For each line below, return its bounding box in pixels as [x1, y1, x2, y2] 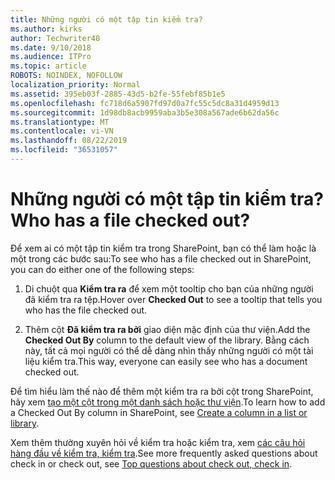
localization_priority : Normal [10, 80, 141, 90]
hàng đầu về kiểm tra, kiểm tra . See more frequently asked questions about [10, 447, 318, 459]
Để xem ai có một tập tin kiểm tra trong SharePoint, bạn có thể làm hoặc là [10, 242, 317, 254]
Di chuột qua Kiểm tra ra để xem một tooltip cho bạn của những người [24, 282, 314, 295]
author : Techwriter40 [10, 33, 101, 43]
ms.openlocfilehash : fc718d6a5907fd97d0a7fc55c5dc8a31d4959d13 [10, 98, 280, 108]
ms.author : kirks [10, 24, 83, 34]
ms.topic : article [10, 61, 87, 71]
